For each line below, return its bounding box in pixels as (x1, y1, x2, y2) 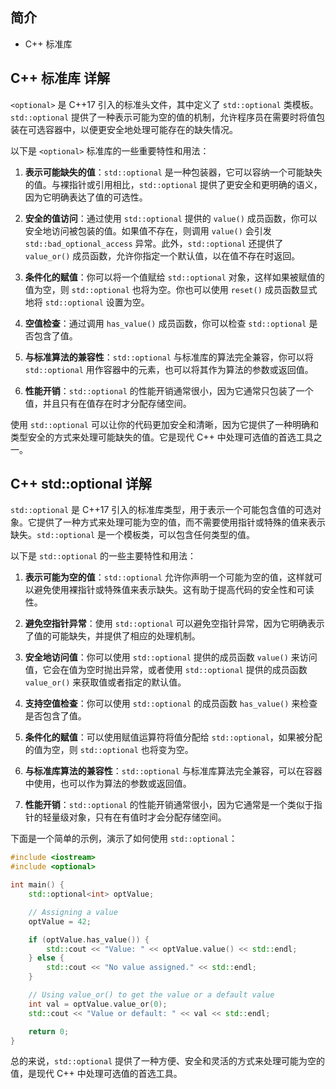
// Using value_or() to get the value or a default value (28, 990, 275, 1000)
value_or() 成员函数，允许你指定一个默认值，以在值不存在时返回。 (24, 249, 301, 262)
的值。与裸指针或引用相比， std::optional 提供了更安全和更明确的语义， (24, 178, 323, 190)
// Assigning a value (28, 907, 118, 917)
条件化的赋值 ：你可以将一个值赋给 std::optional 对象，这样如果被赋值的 (24, 271, 325, 283)
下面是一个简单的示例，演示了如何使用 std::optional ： (10, 833, 238, 845)
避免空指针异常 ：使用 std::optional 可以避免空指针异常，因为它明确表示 (24, 618, 325, 630)
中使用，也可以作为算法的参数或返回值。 (24, 778, 192, 790)
